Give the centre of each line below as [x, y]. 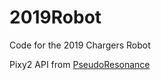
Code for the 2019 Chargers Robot [80, 45]
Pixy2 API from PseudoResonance [80, 64]
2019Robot [55, 17]
